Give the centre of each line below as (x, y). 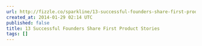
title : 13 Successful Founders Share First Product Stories (83, 28)
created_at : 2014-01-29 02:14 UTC (50, 17)
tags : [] (17, 34)
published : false (28, 23)
